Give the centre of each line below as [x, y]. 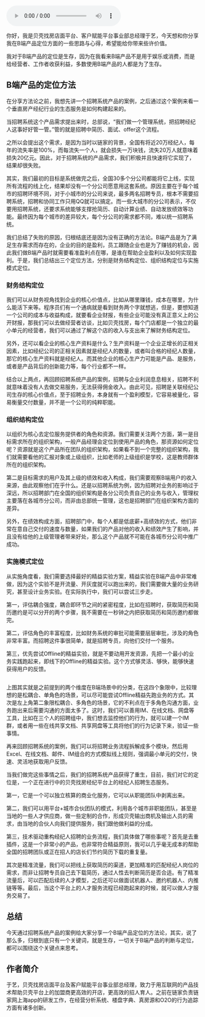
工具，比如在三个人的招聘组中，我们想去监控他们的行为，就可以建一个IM [98, 718]
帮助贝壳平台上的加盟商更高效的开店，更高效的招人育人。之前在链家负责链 [105, 993]
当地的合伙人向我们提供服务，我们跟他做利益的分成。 [89, 824]
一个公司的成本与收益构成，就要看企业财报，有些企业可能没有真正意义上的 [100, 315]
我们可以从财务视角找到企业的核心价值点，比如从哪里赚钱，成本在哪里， [97, 300]
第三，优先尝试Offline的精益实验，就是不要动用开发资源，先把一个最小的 [98, 653]
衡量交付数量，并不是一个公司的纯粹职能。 [65, 402]
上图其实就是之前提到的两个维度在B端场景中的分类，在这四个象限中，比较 [99, 687]
